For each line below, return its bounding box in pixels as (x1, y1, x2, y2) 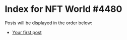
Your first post (12, 29, 42, 35)
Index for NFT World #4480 (5, 3, 122, 15)
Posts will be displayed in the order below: (5, 20, 93, 26)
